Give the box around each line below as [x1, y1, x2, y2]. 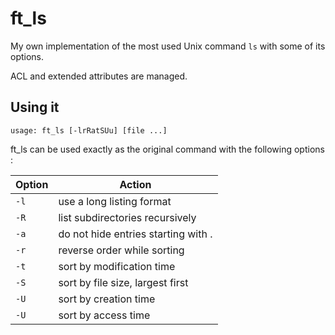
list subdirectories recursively [58, 210, 197, 224]
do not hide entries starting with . [58, 227, 213, 241]
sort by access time [58, 308, 151, 322]
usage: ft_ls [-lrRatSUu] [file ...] [10, 125, 168, 136]
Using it [10, 99, 60, 116]
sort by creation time [58, 292, 156, 306]
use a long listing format [58, 194, 172, 208]
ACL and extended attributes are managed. [10, 70, 188, 82]
